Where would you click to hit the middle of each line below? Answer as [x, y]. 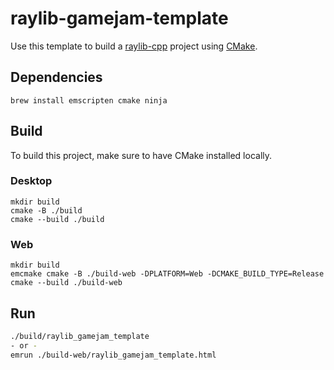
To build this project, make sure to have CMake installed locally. [141, 155]
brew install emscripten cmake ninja [89, 100]
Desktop [31, 181]
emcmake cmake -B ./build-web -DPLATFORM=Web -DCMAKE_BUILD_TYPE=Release [167, 274]
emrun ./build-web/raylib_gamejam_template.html [113, 355]
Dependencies [56, 77]
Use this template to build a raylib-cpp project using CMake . [134, 46]
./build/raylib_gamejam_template [80, 336]
